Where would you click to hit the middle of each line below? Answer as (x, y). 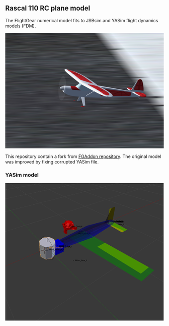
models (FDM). (21, 26)
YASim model (22, 175)
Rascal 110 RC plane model (48, 8)
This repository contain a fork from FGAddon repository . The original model (83, 156)
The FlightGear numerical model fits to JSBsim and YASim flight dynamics (82, 20)
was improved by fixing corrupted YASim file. (52, 162)
